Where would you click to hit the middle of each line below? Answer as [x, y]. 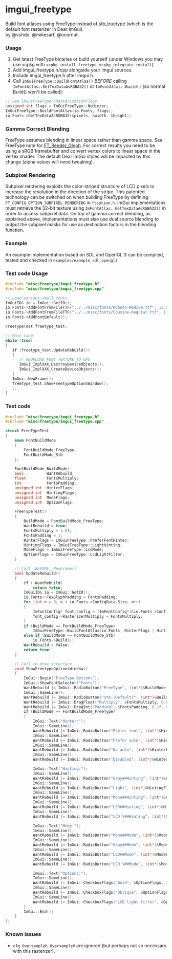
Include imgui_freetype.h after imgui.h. [53, 76]
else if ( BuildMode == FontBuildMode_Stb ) [70, 636]
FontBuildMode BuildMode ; [42, 469]
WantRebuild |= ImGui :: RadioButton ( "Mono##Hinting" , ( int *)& [99, 798]
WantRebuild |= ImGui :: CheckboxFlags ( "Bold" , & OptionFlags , [98, 883]
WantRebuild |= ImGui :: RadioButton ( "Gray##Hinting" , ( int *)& [99, 778]
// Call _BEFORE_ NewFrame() [46, 569]
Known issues [23, 934]
